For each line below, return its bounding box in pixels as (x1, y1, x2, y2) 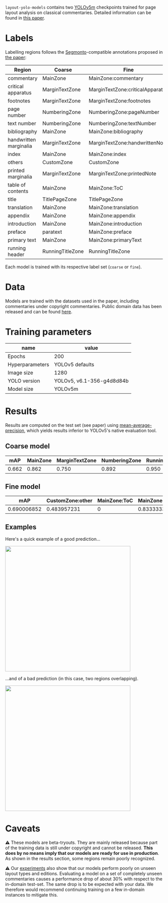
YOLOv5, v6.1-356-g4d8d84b (54, 377, 129, 384)
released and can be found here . (5, 309, 72, 315)
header (7, 251, 25, 258)
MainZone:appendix (88, 212, 136, 219)
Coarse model (5, 442, 50, 450)
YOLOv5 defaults (54, 361, 94, 368)
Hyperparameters (7, 361, 49, 368)
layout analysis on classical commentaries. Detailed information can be (5, 10, 151, 16)
